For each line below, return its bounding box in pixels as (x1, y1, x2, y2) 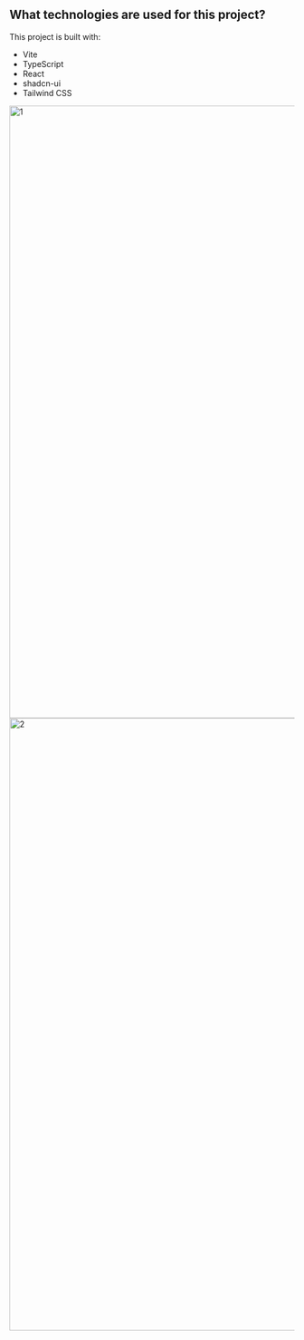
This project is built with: (9, 31, 101, 42)
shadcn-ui (22, 77, 62, 89)
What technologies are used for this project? (9, 7, 266, 23)
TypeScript (22, 58, 64, 69)
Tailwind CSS (22, 87, 72, 98)
